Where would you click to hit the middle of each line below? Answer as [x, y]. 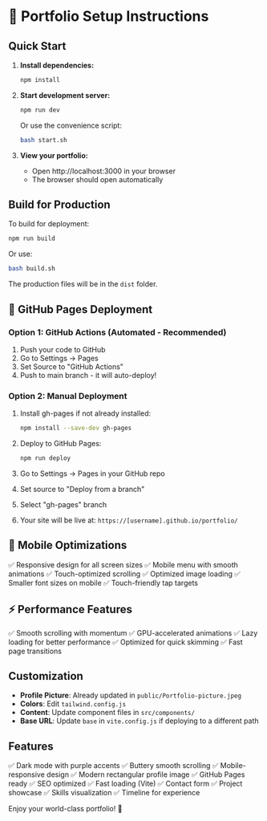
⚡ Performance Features [70, 610]
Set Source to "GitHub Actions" [72, 366]
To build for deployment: [49, 224]
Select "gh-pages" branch [63, 504]
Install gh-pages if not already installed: [85, 413]
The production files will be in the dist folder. [83, 284]
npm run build [32, 239]
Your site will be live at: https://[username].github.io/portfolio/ [129, 520]
